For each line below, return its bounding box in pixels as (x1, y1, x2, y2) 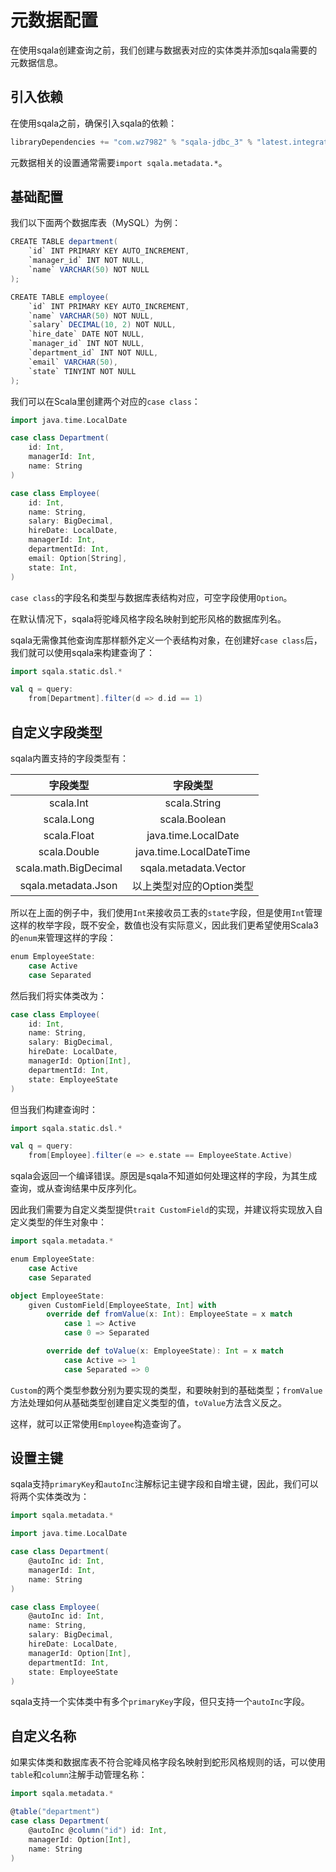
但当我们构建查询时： (10, 1103, 98, 1115)
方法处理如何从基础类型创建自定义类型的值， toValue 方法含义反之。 (10, 1396, 288, 1408)
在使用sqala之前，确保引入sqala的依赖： (10, 117, 178, 129)
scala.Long (43, 812, 95, 826)
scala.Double (38, 845, 100, 858)
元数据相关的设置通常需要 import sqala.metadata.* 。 (10, 156, 228, 168)
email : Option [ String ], (28, 553, 128, 563)
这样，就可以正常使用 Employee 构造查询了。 (10, 1417, 187, 1430)
